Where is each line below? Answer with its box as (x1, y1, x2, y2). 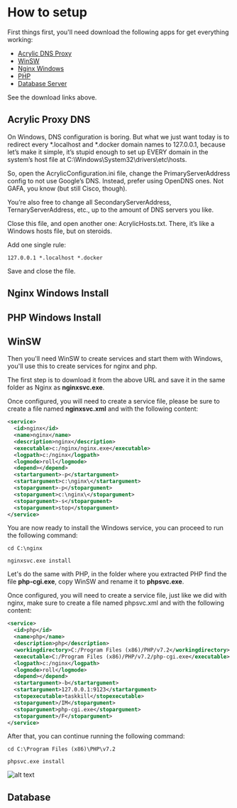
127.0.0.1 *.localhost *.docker (7, 254, 103, 262)
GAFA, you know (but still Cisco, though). (7, 184, 128, 193)
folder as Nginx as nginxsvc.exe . (7, 383, 105, 392)
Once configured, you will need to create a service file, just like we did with (7, 591, 227, 600)
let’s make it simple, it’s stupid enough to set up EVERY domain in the (7, 147, 209, 156)
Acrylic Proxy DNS (7, 114, 91, 126)
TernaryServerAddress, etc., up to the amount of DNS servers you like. (7, 205, 214, 214)
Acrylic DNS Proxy (17, 49, 72, 58)
